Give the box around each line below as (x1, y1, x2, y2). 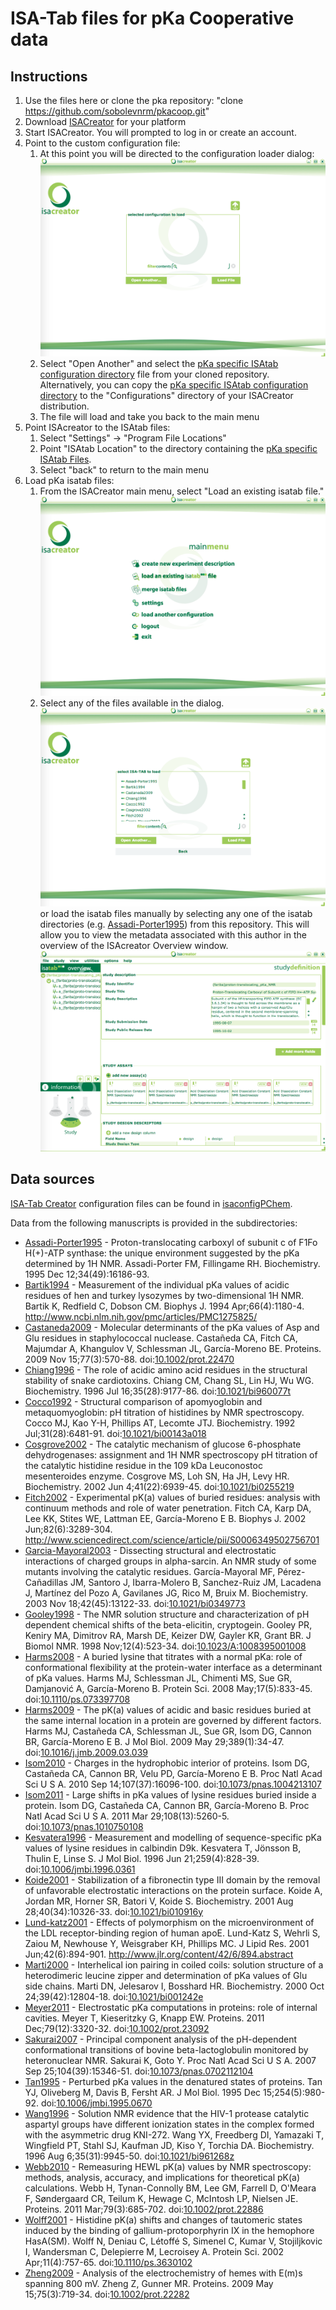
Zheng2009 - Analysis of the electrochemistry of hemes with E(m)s (24, 2267, 303, 2279)
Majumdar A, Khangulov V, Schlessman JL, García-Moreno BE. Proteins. (24, 1342, 322, 1354)
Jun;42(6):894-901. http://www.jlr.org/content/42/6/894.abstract (24, 1948, 294, 1960)
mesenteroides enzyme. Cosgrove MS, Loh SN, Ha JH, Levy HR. (24, 1470, 290, 1482)
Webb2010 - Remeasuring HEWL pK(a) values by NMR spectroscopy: (24, 2160, 312, 2172)
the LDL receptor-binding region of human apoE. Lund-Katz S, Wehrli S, (24, 1927, 321, 1939)
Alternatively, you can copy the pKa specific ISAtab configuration (39, 379, 309, 391)
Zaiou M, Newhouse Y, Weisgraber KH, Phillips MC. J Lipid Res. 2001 (24, 1937, 310, 1949)
